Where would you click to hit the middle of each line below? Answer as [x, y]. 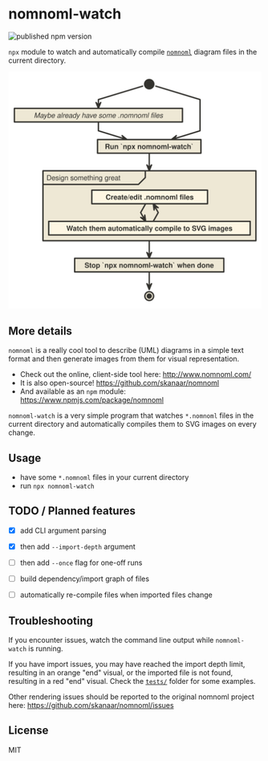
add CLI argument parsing [63, 530]
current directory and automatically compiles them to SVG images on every [132, 424]
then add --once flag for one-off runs [81, 563]
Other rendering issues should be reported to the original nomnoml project [132, 697]
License [28, 731]
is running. [45, 648]
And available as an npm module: [73, 391]
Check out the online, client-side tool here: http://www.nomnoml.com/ [136, 374]
